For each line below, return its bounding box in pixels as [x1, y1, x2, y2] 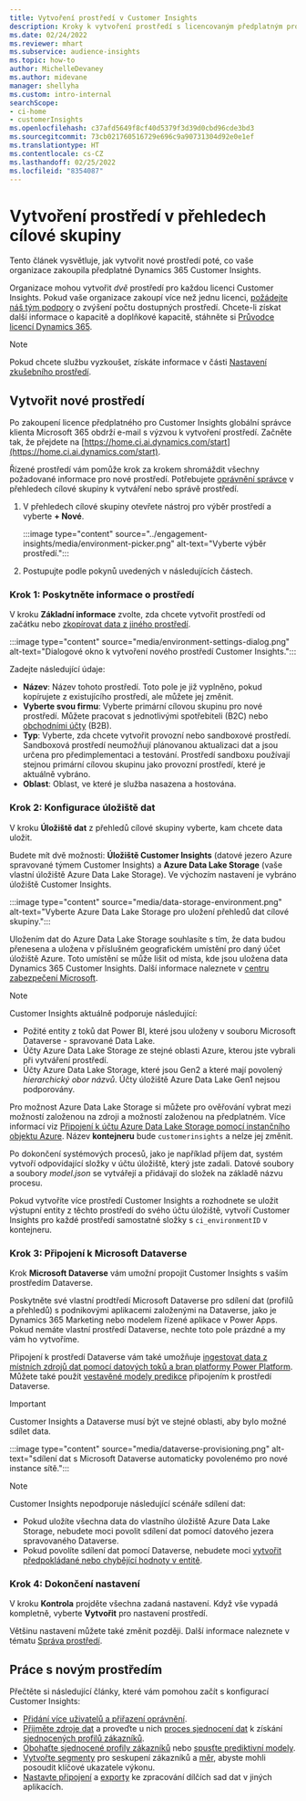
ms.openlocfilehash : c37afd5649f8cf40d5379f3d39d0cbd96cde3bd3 [9, 124, 255, 133]
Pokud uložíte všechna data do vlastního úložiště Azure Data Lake [22, 1516, 270, 1527]
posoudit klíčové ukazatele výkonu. [22, 1762, 156, 1773]
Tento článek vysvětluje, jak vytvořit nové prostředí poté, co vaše [9, 255, 254, 266]
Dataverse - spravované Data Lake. [22, 1035, 156, 1046]
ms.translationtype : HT [9, 141, 100, 150]
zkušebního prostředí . [9, 366, 92, 377]
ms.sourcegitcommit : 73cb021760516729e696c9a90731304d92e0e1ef [9, 132, 255, 142]
